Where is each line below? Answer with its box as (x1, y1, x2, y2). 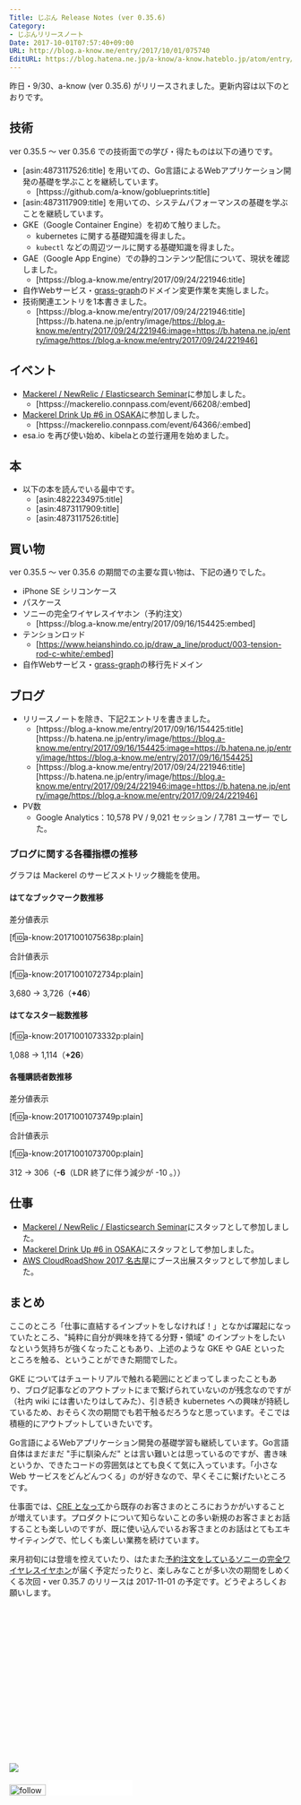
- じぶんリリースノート (9, 30, 84, 39)
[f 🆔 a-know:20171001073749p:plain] (9, 1110, 143, 1121)
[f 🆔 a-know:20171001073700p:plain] (9, 1148, 144, 1159)
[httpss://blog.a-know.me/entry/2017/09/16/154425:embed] (35, 618, 256, 629)
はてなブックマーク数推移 (9, 892, 104, 902)
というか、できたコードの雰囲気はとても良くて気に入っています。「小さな (9, 1459, 279, 1470)
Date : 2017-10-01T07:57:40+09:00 (9, 38, 134, 47)
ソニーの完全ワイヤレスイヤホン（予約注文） (21, 609, 187, 619)
